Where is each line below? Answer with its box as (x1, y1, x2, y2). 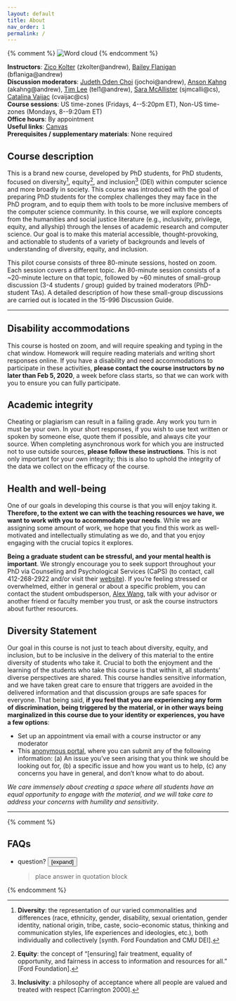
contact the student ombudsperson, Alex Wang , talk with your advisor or (7, 589, 218, 598)
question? (17, 857, 46, 865)
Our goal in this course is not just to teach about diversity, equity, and (7, 643, 209, 652)
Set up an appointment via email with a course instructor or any (17, 731, 202, 740)
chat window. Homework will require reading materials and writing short (7, 348, 216, 357)
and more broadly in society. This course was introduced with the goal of (7, 185, 219, 193)
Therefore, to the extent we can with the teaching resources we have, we (7, 509, 225, 517)
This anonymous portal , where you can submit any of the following (17, 746, 211, 755)
